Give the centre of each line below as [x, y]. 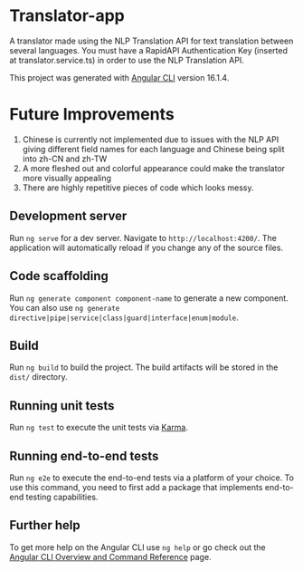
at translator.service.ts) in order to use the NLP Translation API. [127, 60]
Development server [68, 216]
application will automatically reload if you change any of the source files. [146, 247]
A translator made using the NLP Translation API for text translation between [151, 41]
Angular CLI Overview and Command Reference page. [110, 556]
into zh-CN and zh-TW [65, 159]
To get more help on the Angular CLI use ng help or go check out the [137, 547]
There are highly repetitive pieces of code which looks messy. [138, 188]
